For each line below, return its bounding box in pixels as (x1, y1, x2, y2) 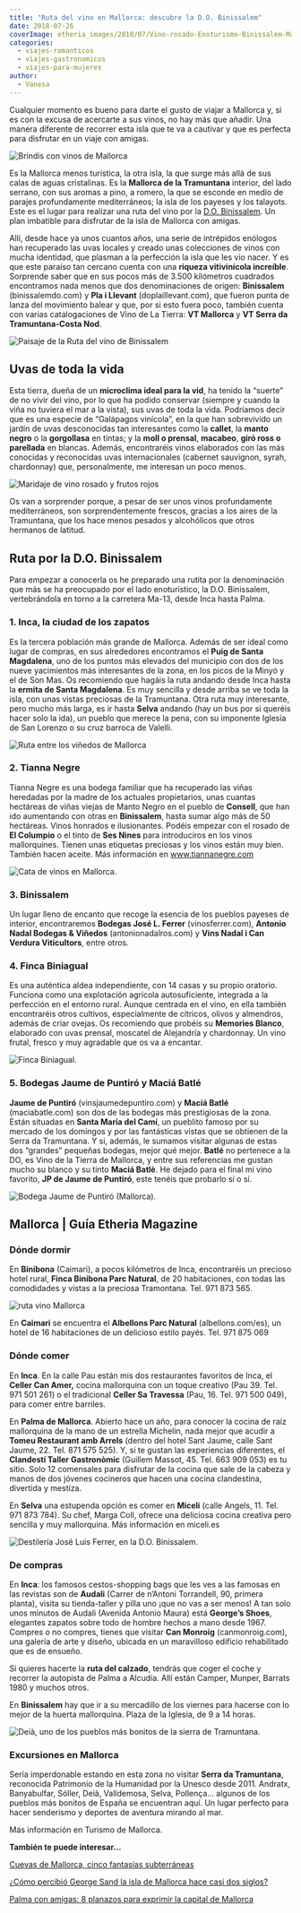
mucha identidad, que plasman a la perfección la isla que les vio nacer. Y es (9, 252, 289, 263)
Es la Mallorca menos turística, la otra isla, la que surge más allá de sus (9, 168, 271, 178)
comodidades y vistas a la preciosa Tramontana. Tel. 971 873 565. (9, 1283, 253, 1294)
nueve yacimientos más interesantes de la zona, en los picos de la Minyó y (9, 665, 285, 676)
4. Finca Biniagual (9, 960, 89, 972)
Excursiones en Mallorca (9, 1748, 119, 1761)
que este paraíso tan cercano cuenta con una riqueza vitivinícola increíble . (9, 261, 289, 271)
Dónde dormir (9, 1244, 72, 1256)
